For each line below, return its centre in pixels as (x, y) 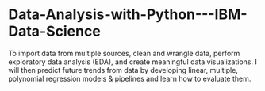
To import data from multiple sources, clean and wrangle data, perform (124, 53)
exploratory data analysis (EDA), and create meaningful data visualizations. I (133, 62)
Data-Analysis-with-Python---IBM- (128, 15)
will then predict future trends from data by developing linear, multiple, (123, 70)
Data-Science (54, 31)
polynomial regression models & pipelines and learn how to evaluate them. (130, 78)
